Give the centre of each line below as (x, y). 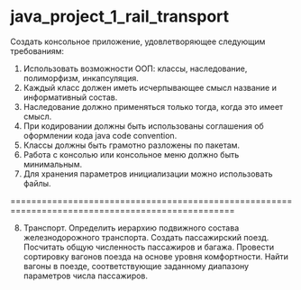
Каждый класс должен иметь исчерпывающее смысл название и (150, 87)
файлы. (37, 183)
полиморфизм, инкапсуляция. (81, 77)
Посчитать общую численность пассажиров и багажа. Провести (148, 247)
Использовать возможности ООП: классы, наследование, (135, 68)
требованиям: (37, 50)
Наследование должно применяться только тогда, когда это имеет (153, 106)
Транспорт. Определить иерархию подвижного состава (131, 228)
